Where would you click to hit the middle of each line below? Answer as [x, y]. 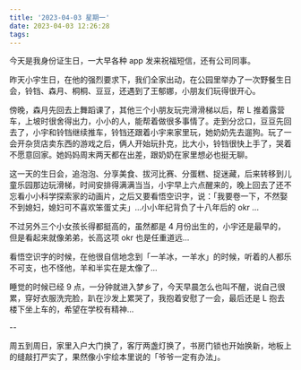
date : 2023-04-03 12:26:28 [60, 26]
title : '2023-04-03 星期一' [60, 17]
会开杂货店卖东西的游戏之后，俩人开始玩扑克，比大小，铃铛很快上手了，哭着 [150, 143]
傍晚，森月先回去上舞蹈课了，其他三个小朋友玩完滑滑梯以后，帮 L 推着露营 [147, 110]
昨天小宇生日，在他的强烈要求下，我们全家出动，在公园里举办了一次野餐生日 [150, 80]
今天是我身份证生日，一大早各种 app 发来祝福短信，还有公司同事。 [132, 61]
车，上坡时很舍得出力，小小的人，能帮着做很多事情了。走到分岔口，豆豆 [142, 121]
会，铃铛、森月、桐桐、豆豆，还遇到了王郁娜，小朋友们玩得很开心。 [135, 91]
